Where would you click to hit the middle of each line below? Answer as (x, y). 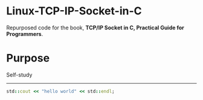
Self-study (19, 75)
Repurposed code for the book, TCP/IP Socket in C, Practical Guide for (95, 28)
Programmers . (25, 34)
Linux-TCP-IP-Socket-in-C (74, 11)
